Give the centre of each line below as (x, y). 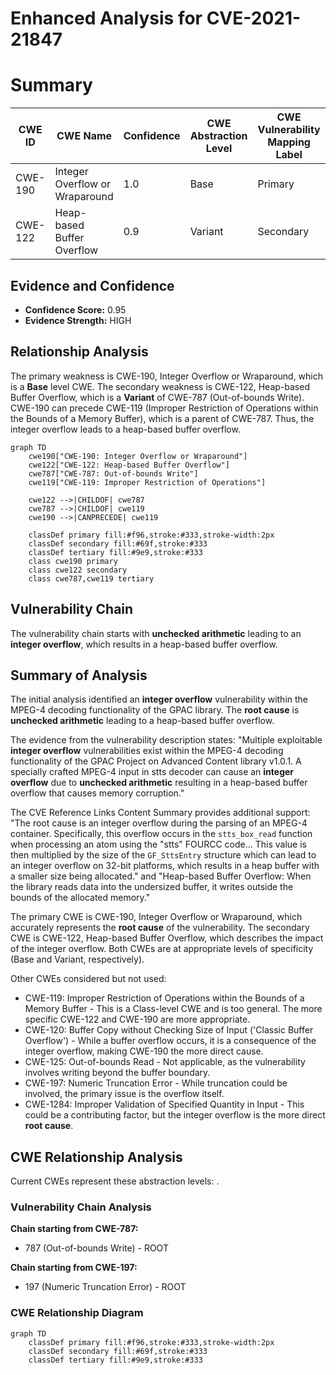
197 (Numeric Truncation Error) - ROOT (105, 1287)
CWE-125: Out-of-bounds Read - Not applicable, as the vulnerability (165, 1062)
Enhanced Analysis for (106, 18)
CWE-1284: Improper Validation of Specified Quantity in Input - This (164, 1104)
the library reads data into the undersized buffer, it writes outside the (152, 887)
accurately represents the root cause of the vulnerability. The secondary (160, 928)
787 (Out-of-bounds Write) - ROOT (96, 1248)
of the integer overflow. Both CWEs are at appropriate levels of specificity (162, 949)
